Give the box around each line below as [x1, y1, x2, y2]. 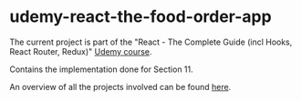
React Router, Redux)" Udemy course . [9, 45, 152, 56]
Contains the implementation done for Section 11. [9, 64, 193, 75]
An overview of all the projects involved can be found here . [9, 81, 232, 92]
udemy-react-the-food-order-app [9, 6, 272, 27]
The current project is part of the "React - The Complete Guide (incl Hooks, [9, 36, 293, 47]
